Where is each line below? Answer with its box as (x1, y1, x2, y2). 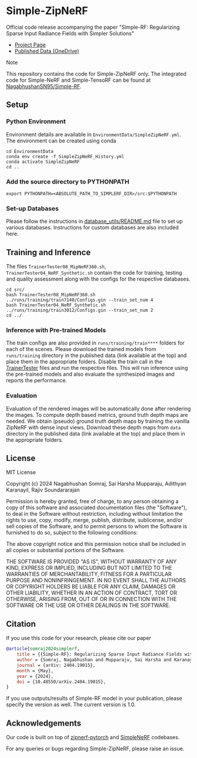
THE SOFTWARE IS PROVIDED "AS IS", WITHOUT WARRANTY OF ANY (6, 558, 177, 565)
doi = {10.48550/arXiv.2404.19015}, (16, 679, 107, 684)
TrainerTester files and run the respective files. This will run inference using (6, 365, 188, 372)
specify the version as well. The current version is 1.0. (6, 701, 136, 708)
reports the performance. (6, 377, 67, 384)
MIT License (6, 469, 36, 476)
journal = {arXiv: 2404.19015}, (16, 662, 96, 668)
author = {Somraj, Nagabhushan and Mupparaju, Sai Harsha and (16, 657, 172, 663)
